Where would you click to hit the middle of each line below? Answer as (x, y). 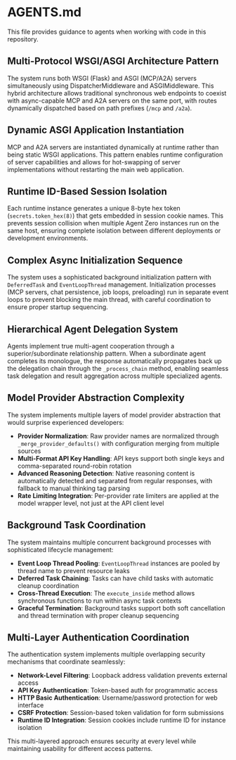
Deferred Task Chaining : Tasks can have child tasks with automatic (116, 578)
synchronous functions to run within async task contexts (99, 601)
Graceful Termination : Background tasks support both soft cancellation (121, 608)
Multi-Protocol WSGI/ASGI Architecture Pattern (113, 61)
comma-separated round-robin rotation (74, 466)
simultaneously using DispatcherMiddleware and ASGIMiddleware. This (111, 86)
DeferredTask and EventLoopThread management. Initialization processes (112, 284)
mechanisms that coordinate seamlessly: (66, 662)
